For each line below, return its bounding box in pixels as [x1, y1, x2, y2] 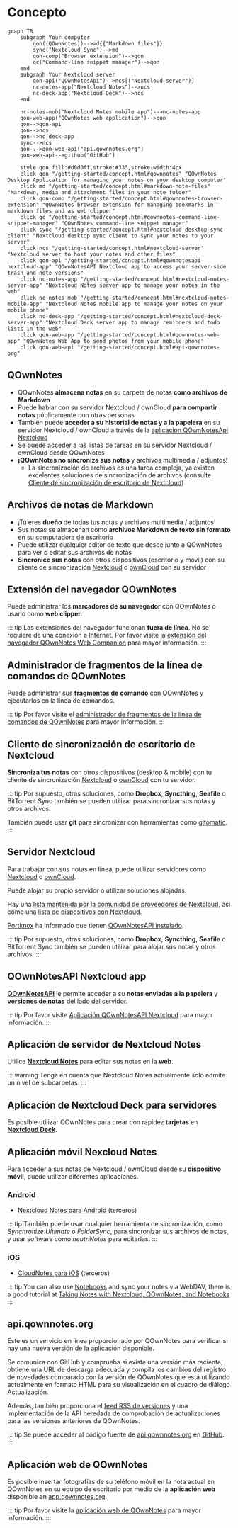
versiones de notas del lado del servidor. [7, 997, 128, 1005]
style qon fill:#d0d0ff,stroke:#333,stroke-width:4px [20, 164, 182, 171]
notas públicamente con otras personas [17, 410, 135, 419]
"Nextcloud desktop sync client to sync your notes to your [33, 232, 214, 239]
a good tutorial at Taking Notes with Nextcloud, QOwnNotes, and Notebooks [7, 1290, 230, 1298]
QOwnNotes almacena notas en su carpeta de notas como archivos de [17, 387, 228, 397]
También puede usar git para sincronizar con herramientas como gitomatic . [7, 818, 228, 826]
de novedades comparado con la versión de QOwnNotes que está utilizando [7, 1373, 230, 1381]
